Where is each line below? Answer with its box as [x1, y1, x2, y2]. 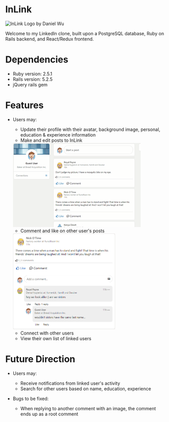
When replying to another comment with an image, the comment [20, 405, 156, 411]
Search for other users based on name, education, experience [20, 385, 152, 392]
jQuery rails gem [12, 81, 47, 87]
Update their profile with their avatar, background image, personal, [20, 126, 161, 132]
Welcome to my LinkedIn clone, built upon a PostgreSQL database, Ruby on [5, 30, 164, 36]
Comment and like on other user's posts [20, 228, 105, 234]
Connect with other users [20, 330, 74, 336]
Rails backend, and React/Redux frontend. [5, 36, 94, 42]
